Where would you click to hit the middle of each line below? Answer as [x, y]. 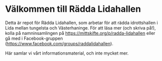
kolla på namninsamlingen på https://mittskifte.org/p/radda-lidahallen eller [80, 33]
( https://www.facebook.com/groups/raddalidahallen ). [59, 43]
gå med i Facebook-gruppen [34, 38]
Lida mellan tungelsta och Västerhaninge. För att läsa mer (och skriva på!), [81, 28]
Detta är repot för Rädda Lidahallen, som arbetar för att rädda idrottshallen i [81, 23]
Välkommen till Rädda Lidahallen [73, 9]
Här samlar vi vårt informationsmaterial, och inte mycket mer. [67, 53]
